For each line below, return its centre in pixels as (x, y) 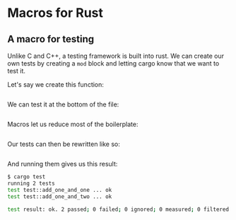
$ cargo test (26, 177)
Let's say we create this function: (56, 85)
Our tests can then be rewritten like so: (64, 144)
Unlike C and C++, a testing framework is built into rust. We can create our (116, 56)
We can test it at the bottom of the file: (63, 104)
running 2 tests (31, 183)
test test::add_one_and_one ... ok (60, 190)
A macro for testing (51, 39)
